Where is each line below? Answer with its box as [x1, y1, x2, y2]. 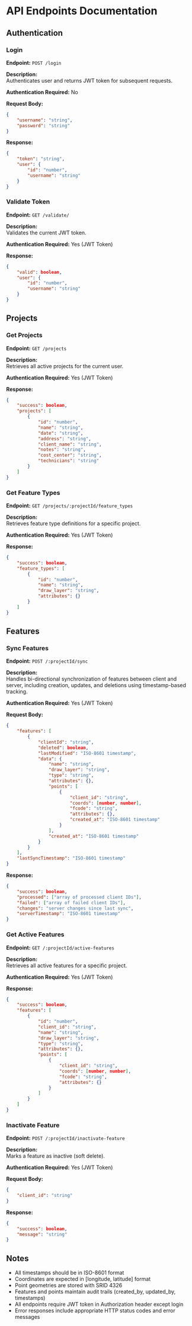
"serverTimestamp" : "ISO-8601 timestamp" [17, 911, 120, 917]
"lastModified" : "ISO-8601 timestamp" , [37, 750, 136, 756]
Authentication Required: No [6, 88, 78, 96]
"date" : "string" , [37, 430, 84, 436]
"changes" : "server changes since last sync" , [17, 905, 134, 911]
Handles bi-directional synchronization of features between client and [6, 675, 177, 682]
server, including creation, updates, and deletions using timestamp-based [6, 682, 187, 689]
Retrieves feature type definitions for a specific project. [6, 520, 141, 527]
